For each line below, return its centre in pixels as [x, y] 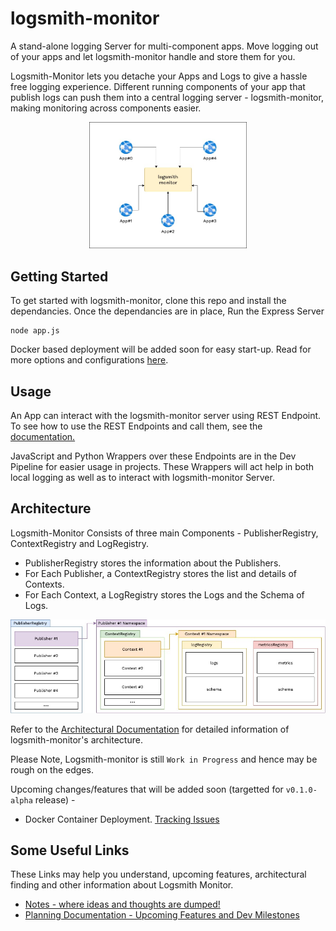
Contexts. [44, 584]
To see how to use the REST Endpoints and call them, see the [136, 426]
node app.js [35, 331]
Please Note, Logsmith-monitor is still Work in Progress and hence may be [164, 759]
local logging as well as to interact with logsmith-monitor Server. [142, 478]
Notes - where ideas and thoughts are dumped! [122, 904]
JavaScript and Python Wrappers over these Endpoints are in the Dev [153, 456]
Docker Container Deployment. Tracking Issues [122, 819]
